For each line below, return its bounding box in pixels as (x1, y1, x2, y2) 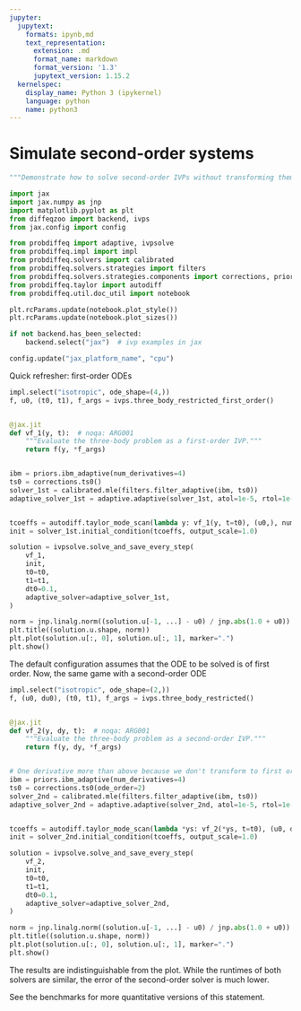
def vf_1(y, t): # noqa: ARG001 (9, 428, 134, 438)
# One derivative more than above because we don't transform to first (9, 767, 282, 776)
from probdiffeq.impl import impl (9, 248, 139, 257)
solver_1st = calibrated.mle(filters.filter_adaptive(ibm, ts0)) (9, 485, 258, 494)
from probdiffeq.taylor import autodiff (9, 280, 163, 290)
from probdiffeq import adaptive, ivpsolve (9, 239, 175, 248)
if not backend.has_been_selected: (9, 329, 142, 339)
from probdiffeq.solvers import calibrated (9, 256, 175, 265)
